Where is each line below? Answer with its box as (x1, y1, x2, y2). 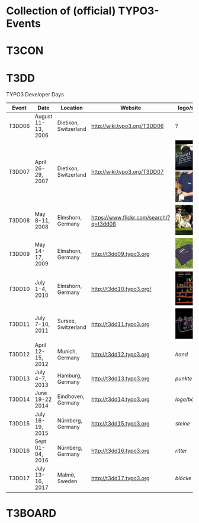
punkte (175, 375, 192, 382)
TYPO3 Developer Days (6, 91, 64, 98)
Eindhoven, (57, 393, 85, 400)
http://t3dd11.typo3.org (91, 320, 150, 328)
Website (120, 104, 142, 111)
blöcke (175, 474, 192, 481)
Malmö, (57, 471, 76, 478)
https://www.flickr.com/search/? (91, 214, 171, 221)
